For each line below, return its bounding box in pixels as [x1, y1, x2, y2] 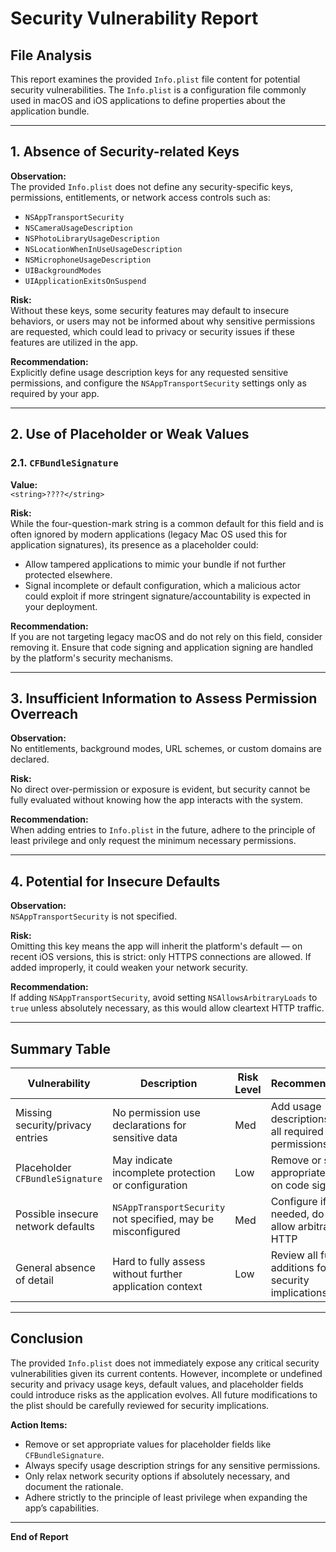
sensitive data [112, 1130, 178, 1144]
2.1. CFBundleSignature [10, 456, 119, 470]
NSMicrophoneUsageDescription [24, 255, 152, 265]
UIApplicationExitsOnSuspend [24, 276, 147, 286]
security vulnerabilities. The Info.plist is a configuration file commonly [10, 84, 307, 96]
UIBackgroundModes [24, 265, 102, 276]
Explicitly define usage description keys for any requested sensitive [10, 366, 289, 378]
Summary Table [10, 1040, 111, 1057]
